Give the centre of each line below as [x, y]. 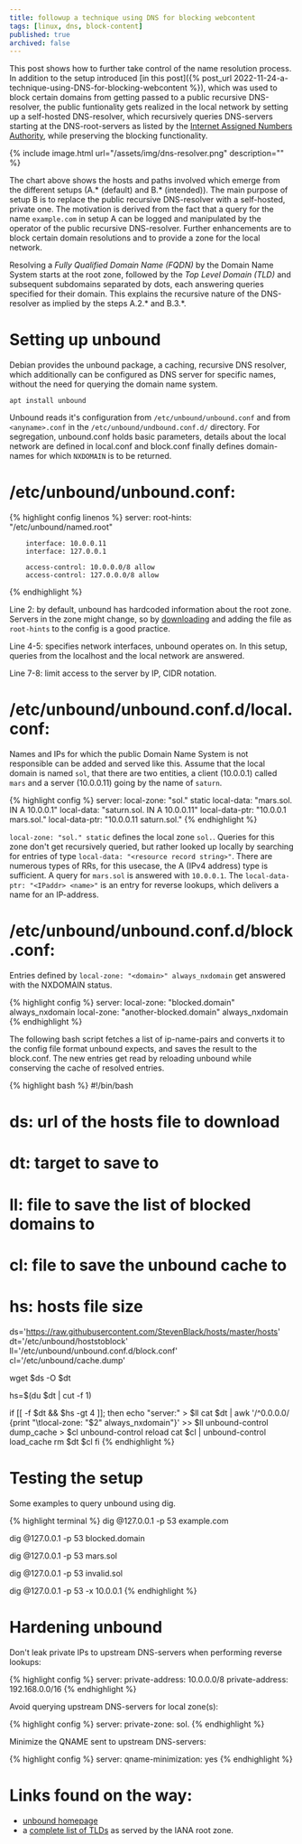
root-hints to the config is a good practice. [90, 629]
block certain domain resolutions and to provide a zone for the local [135, 238]
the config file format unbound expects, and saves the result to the [133, 1048]
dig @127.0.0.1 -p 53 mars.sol [64, 1556]
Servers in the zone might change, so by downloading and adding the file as [151, 619]
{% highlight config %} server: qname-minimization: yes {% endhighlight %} [151, 1759]
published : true [40, 34]
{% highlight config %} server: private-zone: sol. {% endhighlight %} [137, 1724]
